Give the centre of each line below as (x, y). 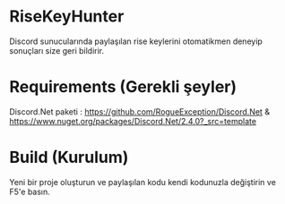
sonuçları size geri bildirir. (57, 50)
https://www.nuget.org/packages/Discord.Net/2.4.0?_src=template (133, 121)
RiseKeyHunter (67, 17)
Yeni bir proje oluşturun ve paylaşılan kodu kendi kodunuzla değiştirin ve (142, 182)
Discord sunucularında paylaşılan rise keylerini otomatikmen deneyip (136, 41)
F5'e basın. (30, 191)
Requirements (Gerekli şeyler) (123, 87)
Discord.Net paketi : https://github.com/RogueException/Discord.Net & (140, 111)
